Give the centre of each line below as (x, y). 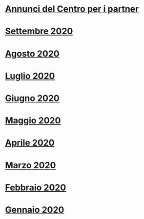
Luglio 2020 (30, 76)
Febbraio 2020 (36, 188)
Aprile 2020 (30, 143)
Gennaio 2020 (35, 209)
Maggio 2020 (33, 121)
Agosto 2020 (32, 53)
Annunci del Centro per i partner (72, 9)
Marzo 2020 (31, 165)
